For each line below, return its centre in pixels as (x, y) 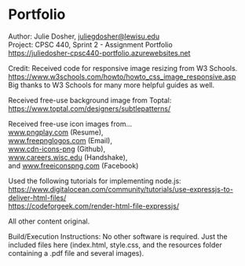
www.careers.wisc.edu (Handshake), (68, 157)
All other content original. (49, 221)
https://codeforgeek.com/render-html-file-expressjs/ (93, 205)
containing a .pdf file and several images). (76, 253)
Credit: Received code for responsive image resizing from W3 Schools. (123, 68)
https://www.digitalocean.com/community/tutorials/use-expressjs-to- (121, 189)
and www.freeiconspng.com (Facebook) (73, 165)
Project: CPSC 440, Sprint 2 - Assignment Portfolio (90, 44)
